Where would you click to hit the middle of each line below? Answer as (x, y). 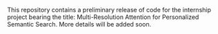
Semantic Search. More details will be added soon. (79, 24)
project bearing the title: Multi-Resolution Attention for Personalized (103, 17)
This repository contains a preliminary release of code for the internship (109, 10)
